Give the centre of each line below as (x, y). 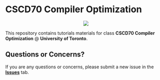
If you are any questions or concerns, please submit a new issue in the (80, 67)
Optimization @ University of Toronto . (47, 38)
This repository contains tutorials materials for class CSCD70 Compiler (80, 33)
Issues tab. (17, 72)
